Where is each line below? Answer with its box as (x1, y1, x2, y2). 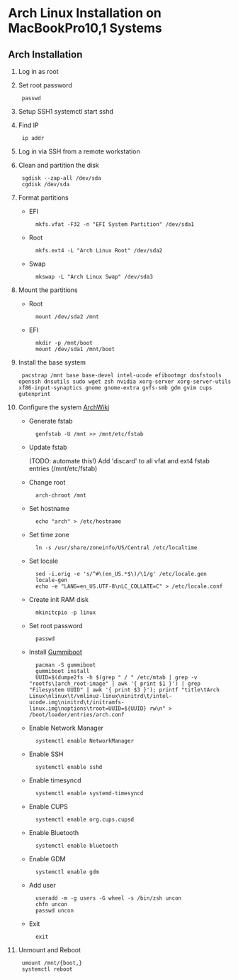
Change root (28, 478, 66, 486)
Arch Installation (8, 48, 83, 60)
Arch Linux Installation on (8, 5, 162, 21)
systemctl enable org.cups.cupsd (35, 816, 134, 823)
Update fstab (28, 443, 67, 451)
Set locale (28, 556, 59, 565)
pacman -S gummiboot (35, 662, 96, 669)
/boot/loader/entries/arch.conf (28, 711, 125, 718)
